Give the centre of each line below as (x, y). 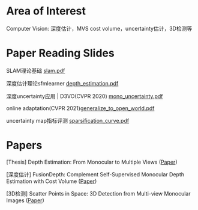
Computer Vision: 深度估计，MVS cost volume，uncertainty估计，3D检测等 (99, 28)
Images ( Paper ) (25, 200)
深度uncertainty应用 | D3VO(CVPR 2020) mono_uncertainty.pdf (85, 96)
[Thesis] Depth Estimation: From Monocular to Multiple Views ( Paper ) (92, 162)
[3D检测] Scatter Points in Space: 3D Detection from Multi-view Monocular (98, 193)
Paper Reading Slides (61, 53)
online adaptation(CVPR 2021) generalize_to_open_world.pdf (80, 108)
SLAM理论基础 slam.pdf (36, 70)
